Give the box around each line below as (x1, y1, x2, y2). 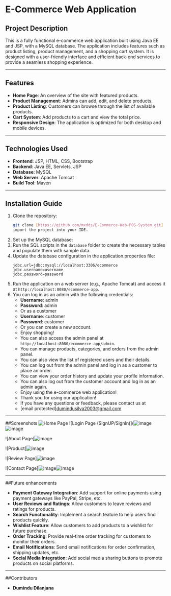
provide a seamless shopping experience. (5, 59, 93, 65)
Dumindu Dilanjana (12, 585, 54, 591)
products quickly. (12, 517, 49, 523)
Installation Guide (5, 199, 63, 208)
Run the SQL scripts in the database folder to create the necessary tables (12, 242, 165, 248)
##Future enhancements (5, 480, 57, 486)
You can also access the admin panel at (20, 335, 104, 341)
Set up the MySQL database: (12, 236, 73, 243)
